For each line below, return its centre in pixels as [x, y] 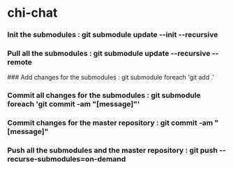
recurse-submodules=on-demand [67, 159]
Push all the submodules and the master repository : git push [113, 150]
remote [20, 62]
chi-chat [32, 13]
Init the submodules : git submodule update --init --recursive [113, 35]
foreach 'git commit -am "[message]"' [74, 104]
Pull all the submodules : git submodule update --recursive [109, 54]
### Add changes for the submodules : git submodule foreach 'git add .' [111, 78]
